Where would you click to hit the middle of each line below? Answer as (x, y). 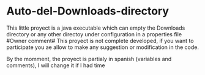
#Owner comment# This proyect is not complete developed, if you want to (100, 41)
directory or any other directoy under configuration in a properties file (94, 34)
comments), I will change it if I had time (56, 65)
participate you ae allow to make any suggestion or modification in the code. (103, 47)
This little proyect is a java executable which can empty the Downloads (96, 28)
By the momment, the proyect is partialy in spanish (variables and (89, 59)
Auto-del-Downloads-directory (88, 11)
